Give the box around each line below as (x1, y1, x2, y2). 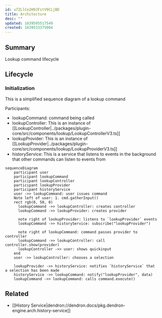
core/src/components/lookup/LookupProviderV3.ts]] (12, 146, 117, 151)
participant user (14, 170, 49, 175)
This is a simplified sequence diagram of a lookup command (5, 96, 126, 102)
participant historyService (14, 187, 70, 192)
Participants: (5, 105, 31, 111)
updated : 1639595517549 (5, 20, 53, 26)
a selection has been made (5, 268, 60, 273)
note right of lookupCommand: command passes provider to (17, 229, 138, 234)
